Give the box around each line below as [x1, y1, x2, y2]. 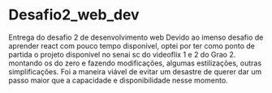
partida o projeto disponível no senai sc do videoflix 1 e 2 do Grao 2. [8, 49, 236, 59]
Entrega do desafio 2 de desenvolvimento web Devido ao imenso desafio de [8, 32, 264, 42]
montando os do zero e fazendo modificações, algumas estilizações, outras [8, 58, 262, 68]
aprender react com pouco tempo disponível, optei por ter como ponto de [8, 40, 256, 50]
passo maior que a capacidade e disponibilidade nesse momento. [8, 75, 229, 85]
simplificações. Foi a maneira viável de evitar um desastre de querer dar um [8, 66, 262, 76]
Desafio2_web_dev [8, 6, 140, 24]
